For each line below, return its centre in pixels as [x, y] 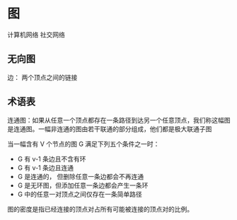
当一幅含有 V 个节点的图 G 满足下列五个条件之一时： [83, 144]
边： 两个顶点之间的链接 [42, 77]
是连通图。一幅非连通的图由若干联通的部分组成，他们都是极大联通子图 [110, 129]
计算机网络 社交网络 [36, 35]
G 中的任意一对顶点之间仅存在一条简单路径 [80, 194]
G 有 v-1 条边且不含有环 [52, 159]
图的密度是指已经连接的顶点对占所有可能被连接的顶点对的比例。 [100, 209]
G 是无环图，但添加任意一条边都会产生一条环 [83, 185]
